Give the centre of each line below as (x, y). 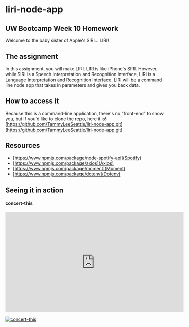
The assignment (32, 56)
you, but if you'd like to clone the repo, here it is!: (57, 119)
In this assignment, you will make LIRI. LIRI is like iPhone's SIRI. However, (82, 69)
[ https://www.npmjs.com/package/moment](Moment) (69, 169)
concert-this (19, 203)
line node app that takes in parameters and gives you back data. (73, 85)
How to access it (32, 101)
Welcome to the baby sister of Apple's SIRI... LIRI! (57, 40)
